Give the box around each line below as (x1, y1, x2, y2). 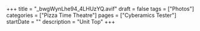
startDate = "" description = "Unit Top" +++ (6, 18, 116, 25)
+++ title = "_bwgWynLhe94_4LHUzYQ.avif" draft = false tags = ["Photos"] (6, 5, 195, 12)
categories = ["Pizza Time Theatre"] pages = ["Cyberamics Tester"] (6, 12, 177, 19)
